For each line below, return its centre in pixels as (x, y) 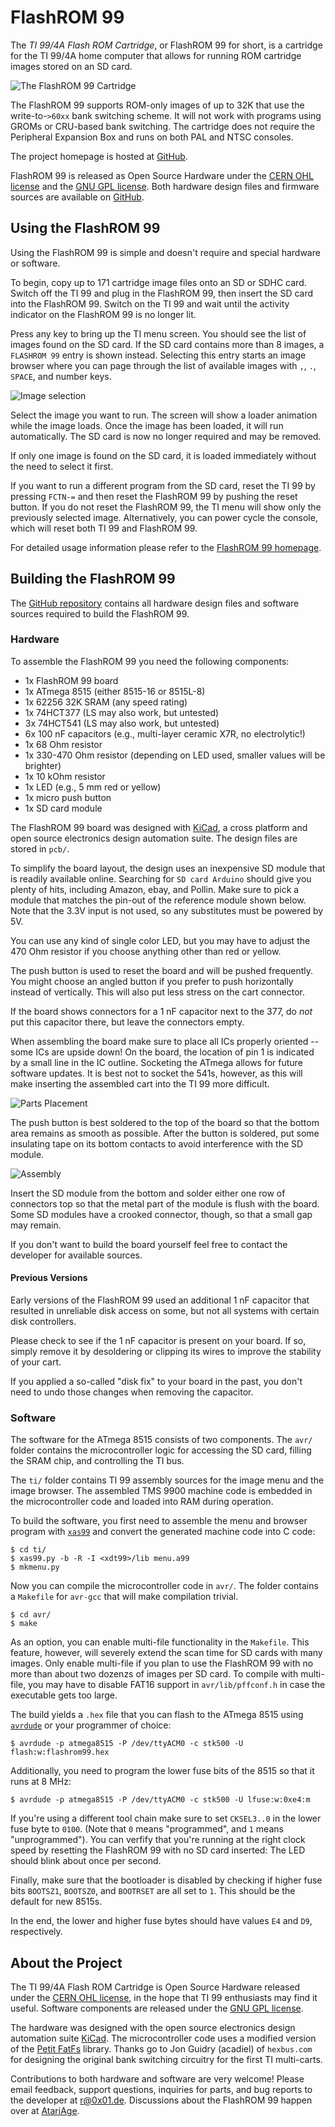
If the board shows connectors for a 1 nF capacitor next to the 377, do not (161, 1011)
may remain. (36, 1225)
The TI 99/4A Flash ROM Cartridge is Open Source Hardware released (155, 1987)
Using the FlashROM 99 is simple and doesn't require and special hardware (165, 252)
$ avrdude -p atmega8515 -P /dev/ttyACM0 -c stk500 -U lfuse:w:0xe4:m (160, 1800)
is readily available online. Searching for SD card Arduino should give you (161, 878)
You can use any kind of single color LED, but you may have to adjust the (160, 940)
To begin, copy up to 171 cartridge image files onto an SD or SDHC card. (158, 282)
